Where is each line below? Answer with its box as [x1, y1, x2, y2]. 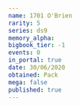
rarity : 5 [8, 19, 41, 27]
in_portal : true [8, 57, 62, 65]
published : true [8, 85, 62, 94]
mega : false [8, 78, 48, 86]
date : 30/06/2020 [8, 64, 66, 72]
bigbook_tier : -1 [8, 41, 66, 49]
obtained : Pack [8, 71, 59, 79]
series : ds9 [8, 26, 48, 34]
